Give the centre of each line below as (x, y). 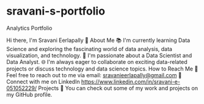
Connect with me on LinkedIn (43, 81)
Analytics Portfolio (29, 28)
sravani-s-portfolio (56, 11)
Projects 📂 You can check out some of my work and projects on (118, 88)
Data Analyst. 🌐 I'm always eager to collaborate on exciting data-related (97, 61)
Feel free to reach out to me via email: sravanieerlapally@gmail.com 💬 (94, 75)
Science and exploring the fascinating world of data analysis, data (89, 49)
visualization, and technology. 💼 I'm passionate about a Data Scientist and (99, 55)
